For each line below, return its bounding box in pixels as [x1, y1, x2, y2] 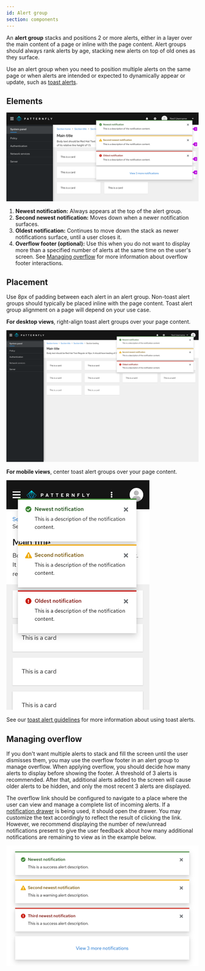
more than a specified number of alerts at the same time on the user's [15, 246, 191, 253]
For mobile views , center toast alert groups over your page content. [6, 468, 178, 476]
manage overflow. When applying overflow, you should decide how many [6, 763, 190, 771]
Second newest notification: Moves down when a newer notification [15, 214, 189, 221]
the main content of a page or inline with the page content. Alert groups [6, 40, 187, 48]
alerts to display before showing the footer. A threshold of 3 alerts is [6, 770, 178, 777]
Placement [6, 277, 48, 288]
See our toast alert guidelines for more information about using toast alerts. [6, 716, 196, 724]
